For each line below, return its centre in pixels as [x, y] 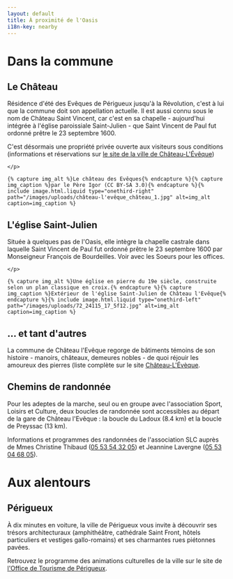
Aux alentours [49, 483]
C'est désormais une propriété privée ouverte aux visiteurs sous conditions [115, 146]
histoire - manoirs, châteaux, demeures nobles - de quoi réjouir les [103, 358]
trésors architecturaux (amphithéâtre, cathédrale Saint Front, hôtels [104, 532]
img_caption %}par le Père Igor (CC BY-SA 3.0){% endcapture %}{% [106, 186]
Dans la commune [60, 61]
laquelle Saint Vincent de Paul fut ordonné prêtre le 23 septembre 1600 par [115, 249]
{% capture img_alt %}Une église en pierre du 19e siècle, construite [112, 282]
